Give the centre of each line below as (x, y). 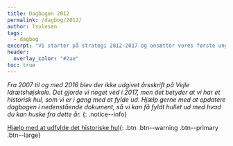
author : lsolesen (32, 26)
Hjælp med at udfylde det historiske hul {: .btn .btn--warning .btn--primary (113, 127)
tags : (15, 33)
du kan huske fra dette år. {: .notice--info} (67, 114)
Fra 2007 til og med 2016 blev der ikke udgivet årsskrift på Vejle (98, 84)
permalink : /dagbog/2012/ (44, 20)
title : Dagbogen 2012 (38, 13)
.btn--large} (24, 135)
